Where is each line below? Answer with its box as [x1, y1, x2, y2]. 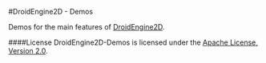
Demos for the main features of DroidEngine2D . [8, 22, 165, 31]
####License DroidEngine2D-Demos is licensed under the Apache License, [8, 37, 258, 47]
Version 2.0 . [8, 46, 48, 55]
